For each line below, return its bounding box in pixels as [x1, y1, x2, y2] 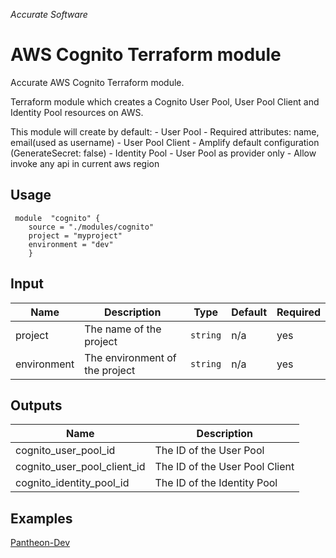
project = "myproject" [28, 230, 123, 241]
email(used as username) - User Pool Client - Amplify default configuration [10, 136, 320, 148]
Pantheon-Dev [10, 537, 71, 549]
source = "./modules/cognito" [28, 222, 155, 232]
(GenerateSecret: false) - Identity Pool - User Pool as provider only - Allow [10, 147, 317, 159]
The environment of [84, 350, 177, 364]
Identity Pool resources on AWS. [10, 106, 144, 118]
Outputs [10, 397, 63, 414]
